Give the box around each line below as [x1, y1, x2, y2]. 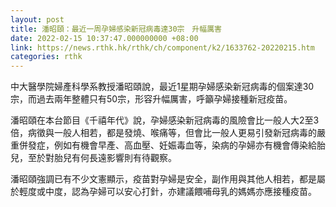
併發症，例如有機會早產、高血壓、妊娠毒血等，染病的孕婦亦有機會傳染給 [18, 139, 317, 151]
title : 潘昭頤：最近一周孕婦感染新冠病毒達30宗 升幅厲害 [10, 24, 222, 34]
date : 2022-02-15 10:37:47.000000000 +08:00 [10, 33, 199, 43]
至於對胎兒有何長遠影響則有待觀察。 [27, 152, 177, 164]
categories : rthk [10, 52, 83, 62]
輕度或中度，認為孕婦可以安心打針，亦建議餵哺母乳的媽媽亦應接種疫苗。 [18, 186, 317, 198]
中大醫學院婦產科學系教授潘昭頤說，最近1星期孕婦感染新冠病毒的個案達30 [10, 81, 315, 93]
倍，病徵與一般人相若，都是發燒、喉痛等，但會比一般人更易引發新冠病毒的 [10, 127, 317, 139]
